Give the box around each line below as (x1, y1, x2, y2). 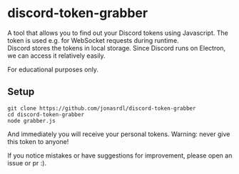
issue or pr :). (7, 158, 47, 167)
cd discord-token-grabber (7, 111, 84, 118)
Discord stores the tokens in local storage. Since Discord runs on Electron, (7, 43, 226, 52)
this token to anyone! (7, 137, 69, 145)
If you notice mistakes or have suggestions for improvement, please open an (7, 151, 233, 160)
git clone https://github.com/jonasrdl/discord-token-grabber (7, 105, 196, 112)
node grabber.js (7, 117, 56, 124)
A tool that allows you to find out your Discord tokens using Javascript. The (7, 29, 228, 37)
